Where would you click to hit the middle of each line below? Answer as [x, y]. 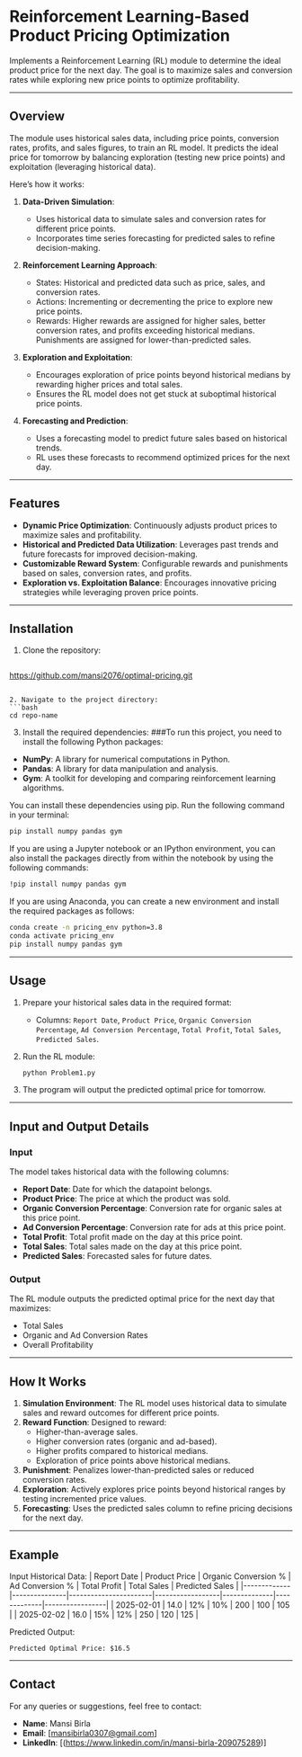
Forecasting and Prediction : [75, 421]
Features [35, 504]
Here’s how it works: [47, 184]
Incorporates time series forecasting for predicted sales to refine [155, 238]
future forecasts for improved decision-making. [110, 554]
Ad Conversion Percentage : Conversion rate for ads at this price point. [154, 1227]
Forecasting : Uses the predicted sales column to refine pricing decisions [157, 1509]
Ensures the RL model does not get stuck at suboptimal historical [156, 394]
